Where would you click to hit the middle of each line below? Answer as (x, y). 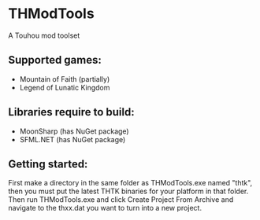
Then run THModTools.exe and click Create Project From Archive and (121, 200)
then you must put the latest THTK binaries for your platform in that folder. (128, 191)
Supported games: (55, 60)
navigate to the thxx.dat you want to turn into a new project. (105, 208)
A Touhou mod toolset (44, 35)
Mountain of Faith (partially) (65, 79)
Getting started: (48, 164)
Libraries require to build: (72, 112)
